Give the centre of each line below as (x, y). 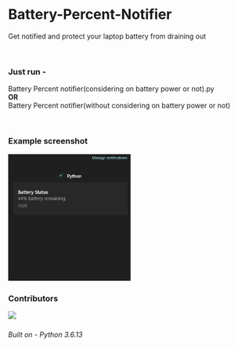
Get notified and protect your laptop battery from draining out (107, 36)
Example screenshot (48, 141)
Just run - (27, 71)
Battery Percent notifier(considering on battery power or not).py (111, 89)
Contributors (33, 298)
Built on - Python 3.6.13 (45, 334)
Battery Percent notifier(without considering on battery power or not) (119, 106)
